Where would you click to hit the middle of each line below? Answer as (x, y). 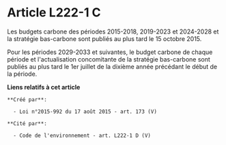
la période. (22, 74)
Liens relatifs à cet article (44, 87)
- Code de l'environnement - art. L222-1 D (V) (82, 135)
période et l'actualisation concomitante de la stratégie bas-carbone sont (109, 59)
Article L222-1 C (54, 13)
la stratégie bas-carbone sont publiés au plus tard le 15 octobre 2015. (104, 38)
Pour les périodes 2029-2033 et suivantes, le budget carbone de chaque (110, 52)
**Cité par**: (27, 123)
